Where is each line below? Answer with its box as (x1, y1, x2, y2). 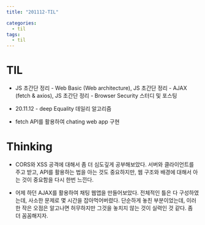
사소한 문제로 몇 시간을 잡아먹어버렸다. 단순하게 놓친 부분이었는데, (28, 197, 185, 204)
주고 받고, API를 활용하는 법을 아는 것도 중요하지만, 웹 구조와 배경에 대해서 (15, 169, 192, 175)
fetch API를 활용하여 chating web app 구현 (15, 118, 120, 125)
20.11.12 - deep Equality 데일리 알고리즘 (15, 105, 112, 112)
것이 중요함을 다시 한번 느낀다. (21, 176, 94, 183)
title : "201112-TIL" (6, 9, 59, 15)
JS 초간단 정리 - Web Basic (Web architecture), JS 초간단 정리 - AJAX (15, 84, 188, 92)
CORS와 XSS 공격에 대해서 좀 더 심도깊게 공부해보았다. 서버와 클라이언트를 (15, 161, 195, 168)
